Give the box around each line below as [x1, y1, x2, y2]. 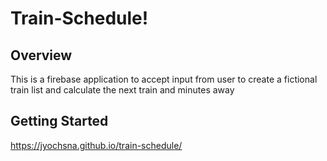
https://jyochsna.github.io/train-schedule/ [10, 139, 183, 151]
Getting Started [10, 113, 109, 130]
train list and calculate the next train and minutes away [10, 84, 235, 96]
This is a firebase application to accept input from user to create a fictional [10, 73, 318, 85]
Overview [10, 47, 73, 64]
